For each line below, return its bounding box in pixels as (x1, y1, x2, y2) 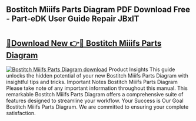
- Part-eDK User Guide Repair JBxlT (6, 14, 139, 24)
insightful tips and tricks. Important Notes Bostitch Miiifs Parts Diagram (6, 79, 178, 85)
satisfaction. (6, 110, 36, 116)
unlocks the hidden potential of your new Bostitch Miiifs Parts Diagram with (6, 72, 188, 79)
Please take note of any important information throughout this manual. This (6, 85, 188, 92)
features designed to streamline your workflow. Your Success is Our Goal (6, 97, 184, 104)
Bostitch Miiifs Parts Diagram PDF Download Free (6, 5, 190, 15)
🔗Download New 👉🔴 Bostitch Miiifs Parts (6, 38, 162, 48)
